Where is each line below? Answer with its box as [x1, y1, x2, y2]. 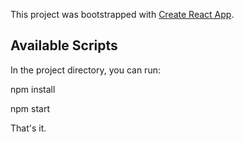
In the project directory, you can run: [10, 64, 161, 76]
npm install [10, 83, 56, 95]
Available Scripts [10, 37, 118, 54]
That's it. [10, 122, 47, 134]
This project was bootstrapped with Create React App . [10, 9, 235, 20]
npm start [10, 102, 51, 114]
